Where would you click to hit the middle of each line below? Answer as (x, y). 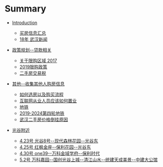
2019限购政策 (33, 67)
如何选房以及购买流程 (41, 94)
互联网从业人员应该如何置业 (48, 100)
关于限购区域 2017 (38, 60)
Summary (25, 9)
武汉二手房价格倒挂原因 (44, 119)
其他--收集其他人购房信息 (38, 84)
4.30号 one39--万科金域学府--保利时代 (60, 153)
